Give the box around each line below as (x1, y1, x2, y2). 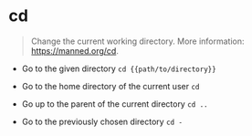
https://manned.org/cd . (30, 45, 120, 56)
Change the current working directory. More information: (30, 36, 245, 47)
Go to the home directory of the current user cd (21, 80, 200, 91)
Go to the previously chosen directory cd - (21, 116, 184, 127)
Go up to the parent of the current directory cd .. (21, 98, 208, 110)
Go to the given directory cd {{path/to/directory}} (21, 63, 216, 74)
